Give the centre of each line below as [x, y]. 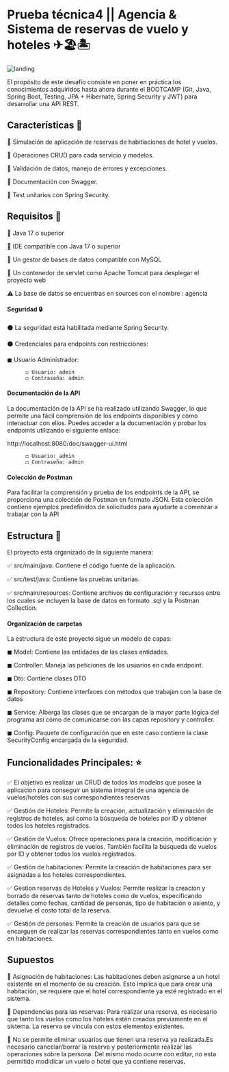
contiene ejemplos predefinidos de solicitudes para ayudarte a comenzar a [112, 507]
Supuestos [31, 960]
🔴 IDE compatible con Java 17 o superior [64, 246]
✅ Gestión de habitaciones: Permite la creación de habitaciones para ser [109, 867]
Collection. [22, 608]
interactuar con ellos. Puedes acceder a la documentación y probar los [107, 423]
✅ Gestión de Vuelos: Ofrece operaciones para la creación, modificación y [112, 839]
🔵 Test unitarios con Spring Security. [59, 194]
